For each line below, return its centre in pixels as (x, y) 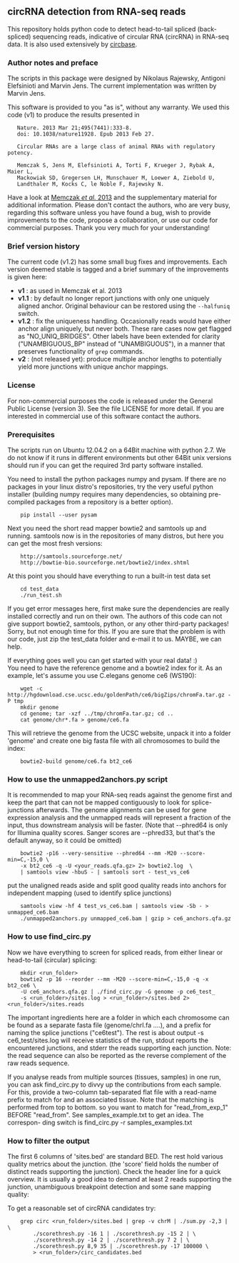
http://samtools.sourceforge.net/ (71, 556)
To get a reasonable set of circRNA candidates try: (82, 1208)
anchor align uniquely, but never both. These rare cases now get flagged (124, 329)
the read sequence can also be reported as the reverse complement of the (117, 1055)
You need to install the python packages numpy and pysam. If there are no (117, 479)
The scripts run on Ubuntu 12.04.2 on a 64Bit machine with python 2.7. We (117, 450)
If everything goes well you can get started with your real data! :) (102, 660)
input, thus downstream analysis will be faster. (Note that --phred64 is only (118, 825)
